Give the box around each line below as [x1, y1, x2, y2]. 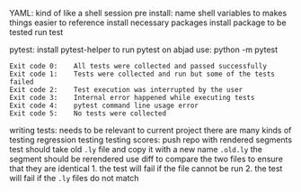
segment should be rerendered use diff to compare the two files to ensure [9, 153, 283, 164]
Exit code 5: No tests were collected [9, 109, 167, 118]
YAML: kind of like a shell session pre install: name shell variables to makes [9, 8, 288, 18]
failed [9, 78, 34, 87]
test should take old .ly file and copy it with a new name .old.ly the [9, 144, 263, 154]
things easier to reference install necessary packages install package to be [9, 17, 287, 28]
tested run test [9, 27, 64, 37]
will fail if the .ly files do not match [9, 173, 139, 183]
